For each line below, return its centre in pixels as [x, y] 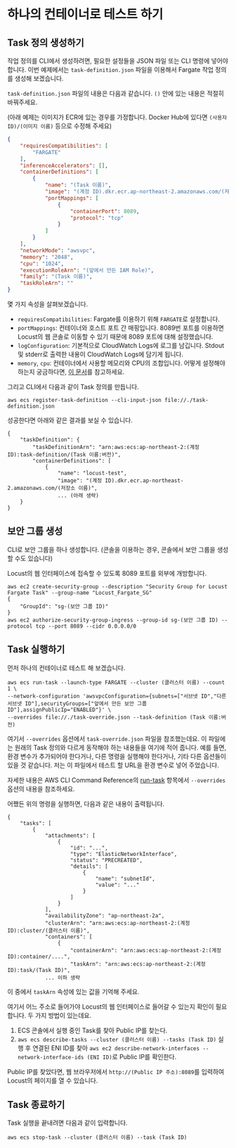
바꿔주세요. [22, 102]
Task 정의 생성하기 [46, 43]
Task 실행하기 [36, 649]
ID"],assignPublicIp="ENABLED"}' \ [59, 709]
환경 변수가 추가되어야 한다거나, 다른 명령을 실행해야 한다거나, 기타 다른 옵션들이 [117, 756]
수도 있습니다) [34, 558]
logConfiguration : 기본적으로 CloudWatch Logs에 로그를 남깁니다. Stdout [121, 345]
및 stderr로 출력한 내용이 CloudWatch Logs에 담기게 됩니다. [100, 354]
